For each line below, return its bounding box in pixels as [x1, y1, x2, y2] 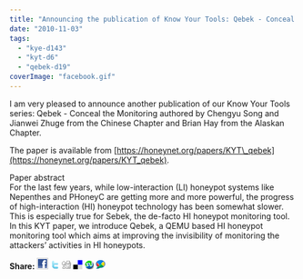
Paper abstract [9, 172, 66, 183]
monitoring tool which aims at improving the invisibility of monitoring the [9, 230, 280, 241]
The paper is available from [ [9, 144, 117, 155]
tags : [9, 34, 30, 43]
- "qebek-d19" [17, 63, 71, 72]
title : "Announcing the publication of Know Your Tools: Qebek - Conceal [9, 15, 296, 24]
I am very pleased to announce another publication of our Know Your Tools [9, 98, 291, 109]
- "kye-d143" [17, 44, 67, 53]
